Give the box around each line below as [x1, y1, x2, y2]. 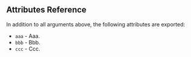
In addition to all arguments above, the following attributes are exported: [6, 20, 186, 28]
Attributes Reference [6, 5, 87, 15]
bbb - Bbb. [14, 38, 40, 46]
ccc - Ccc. [14, 45, 40, 52]
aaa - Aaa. [14, 32, 40, 40]
